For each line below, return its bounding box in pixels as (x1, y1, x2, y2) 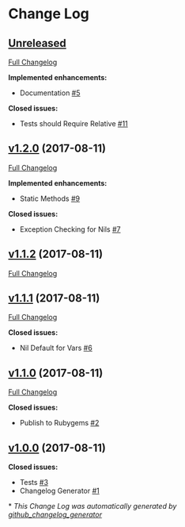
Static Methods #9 (19, 194, 81, 203)
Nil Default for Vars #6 (19, 343, 92, 353)
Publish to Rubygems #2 (19, 418, 100, 428)
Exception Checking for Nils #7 (19, 224, 121, 234)
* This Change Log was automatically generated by (8, 502, 177, 511)
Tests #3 (19, 478, 49, 487)
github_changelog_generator (8, 510, 103, 520)
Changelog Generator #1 (19, 486, 100, 496)
